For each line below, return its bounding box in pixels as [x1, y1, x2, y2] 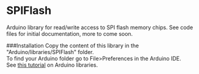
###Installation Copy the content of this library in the [6, 42, 139, 49]
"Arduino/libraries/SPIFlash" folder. [6, 48, 94, 55]
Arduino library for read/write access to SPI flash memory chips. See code [6, 24, 194, 31]
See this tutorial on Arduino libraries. [6, 61, 98, 69]
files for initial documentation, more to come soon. [6, 30, 133, 37]
